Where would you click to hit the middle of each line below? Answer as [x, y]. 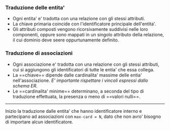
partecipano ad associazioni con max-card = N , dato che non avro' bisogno [83, 116]
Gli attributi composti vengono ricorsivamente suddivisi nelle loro [80, 29]
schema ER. [25, 85]
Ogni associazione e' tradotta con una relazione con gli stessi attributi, [86, 64]
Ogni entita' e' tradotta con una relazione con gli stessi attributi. [79, 19]
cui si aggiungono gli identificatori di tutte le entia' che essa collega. [83, 69]
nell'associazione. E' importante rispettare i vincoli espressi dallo [80, 80]
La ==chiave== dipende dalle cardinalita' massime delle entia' [77, 75]
